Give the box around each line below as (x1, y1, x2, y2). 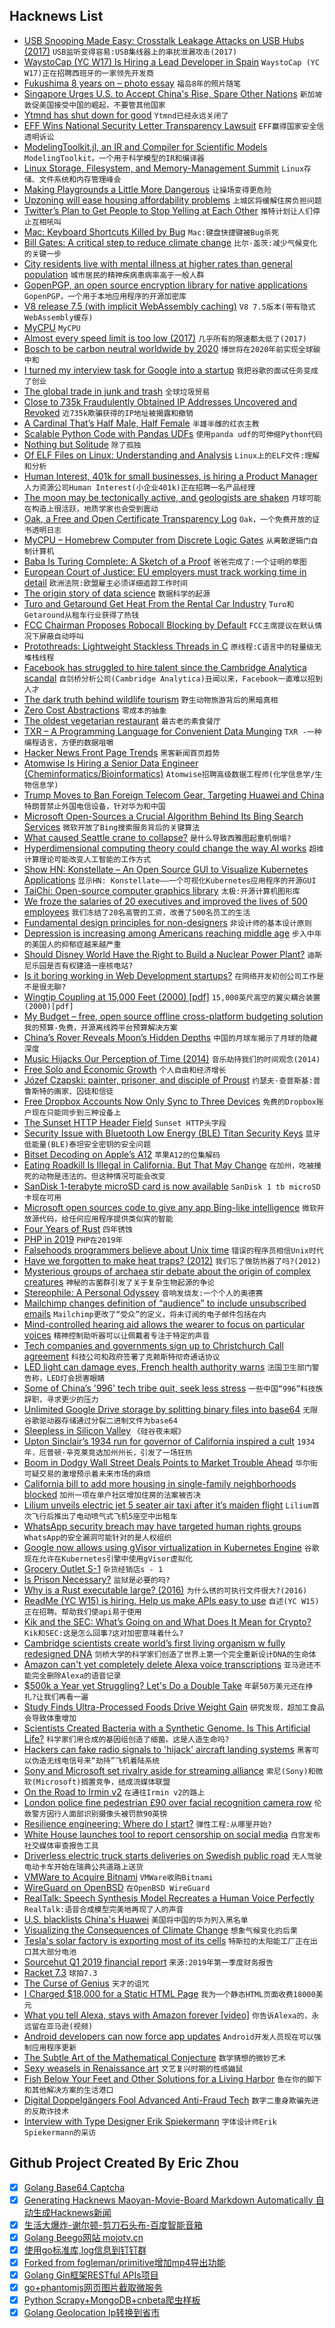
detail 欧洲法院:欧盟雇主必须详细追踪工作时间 (23, 576, 188, 588)
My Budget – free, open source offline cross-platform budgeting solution (23, 1010, 324, 1022)
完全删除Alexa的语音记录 (31, 1670, 122, 1681)
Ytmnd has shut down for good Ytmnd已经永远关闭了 (23, 109, 229, 121)
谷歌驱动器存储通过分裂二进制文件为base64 (23, 1415, 178, 1426)
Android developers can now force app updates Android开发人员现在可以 (23, 2030, 314, 2042)
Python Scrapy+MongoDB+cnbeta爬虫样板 (23, 2294, 201, 2306)
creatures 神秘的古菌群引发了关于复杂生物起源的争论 (23, 1275, 216, 1288)
